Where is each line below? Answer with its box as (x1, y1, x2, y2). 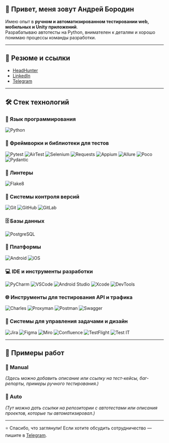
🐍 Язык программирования (5, 116, 76, 123)
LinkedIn (12, 73, 31, 79)
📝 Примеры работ (5, 349, 64, 357)
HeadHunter (12, 67, 38, 73)
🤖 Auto (5, 393, 22, 400)
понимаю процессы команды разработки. (5, 34, 97, 40)
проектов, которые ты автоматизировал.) (5, 410, 96, 416)
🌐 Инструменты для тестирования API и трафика (5, 294, 133, 301)
